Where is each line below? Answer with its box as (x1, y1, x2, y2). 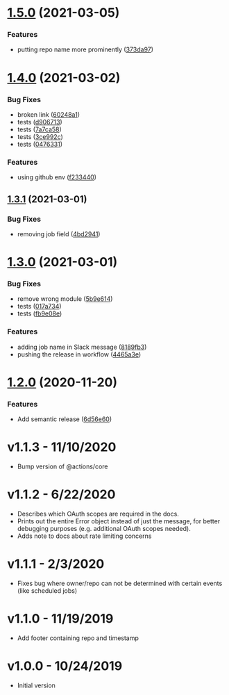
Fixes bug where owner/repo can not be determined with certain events (17, 579, 223, 588)
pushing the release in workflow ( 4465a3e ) (17, 350, 141, 359)
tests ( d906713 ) (17, 117, 62, 126)
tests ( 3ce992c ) (17, 132, 64, 140)
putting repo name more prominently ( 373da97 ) (17, 45, 154, 54)
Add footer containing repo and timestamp (17, 634, 139, 642)
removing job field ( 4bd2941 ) (17, 229, 101, 238)
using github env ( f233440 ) (17, 173, 97, 181)
